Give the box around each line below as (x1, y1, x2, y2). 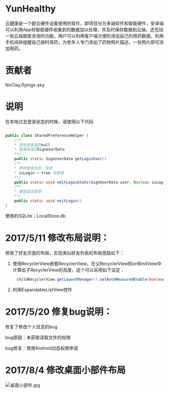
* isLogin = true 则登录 (14, 170, 64, 175)
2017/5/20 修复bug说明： (5, 306, 112, 317)
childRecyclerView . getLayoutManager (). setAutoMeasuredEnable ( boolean (16, 277, 165, 282)
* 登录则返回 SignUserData (14, 147, 65, 152)
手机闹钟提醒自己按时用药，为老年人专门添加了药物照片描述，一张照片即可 (5, 39, 159, 45)
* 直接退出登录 (14, 189, 42, 194)
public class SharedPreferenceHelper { (5, 133, 89, 138)
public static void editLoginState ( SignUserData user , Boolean (14, 179, 150, 185)
